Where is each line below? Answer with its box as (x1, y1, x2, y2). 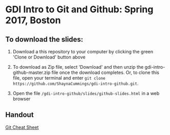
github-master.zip (12, 69, 51, 75)
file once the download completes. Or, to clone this (51, 69, 160, 75)
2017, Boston (5, 14, 61, 26)
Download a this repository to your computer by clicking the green (12, 49, 154, 54)
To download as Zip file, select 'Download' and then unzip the (12, 64, 144, 70)
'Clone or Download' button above (12, 54, 86, 60)
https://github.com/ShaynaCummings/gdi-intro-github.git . (12, 81, 139, 86)
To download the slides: (5, 35, 84, 44)
